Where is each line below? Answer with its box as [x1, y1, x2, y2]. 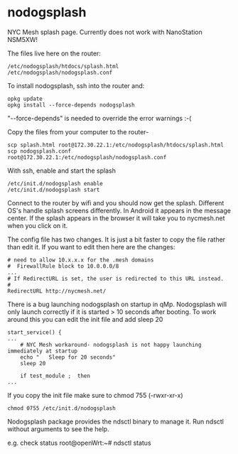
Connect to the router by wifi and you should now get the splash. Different [7, 198, 225, 207]
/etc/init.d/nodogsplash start [7, 186, 100, 193]
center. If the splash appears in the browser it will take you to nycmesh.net [7, 214, 225, 222]
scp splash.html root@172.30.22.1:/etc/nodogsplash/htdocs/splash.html [7, 141, 224, 148]
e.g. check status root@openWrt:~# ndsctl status [7, 438, 151, 447]
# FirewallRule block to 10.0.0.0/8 [7, 262, 119, 270]
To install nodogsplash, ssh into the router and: [7, 81, 145, 90]
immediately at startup [7, 347, 78, 355]
